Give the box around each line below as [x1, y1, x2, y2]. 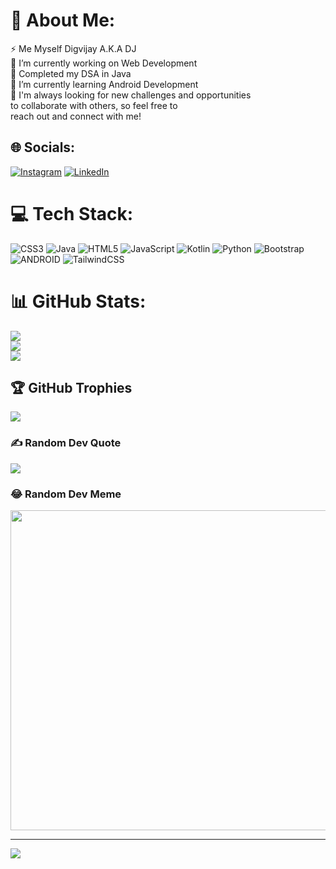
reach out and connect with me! [10, 110, 142, 122]
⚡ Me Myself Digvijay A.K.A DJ [10, 42, 137, 54]
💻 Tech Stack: [10, 202, 134, 225]
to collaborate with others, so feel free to [10, 99, 178, 111]
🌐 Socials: [10, 139, 76, 156]
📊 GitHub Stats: [10, 290, 147, 313]
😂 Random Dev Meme [10, 487, 122, 501]
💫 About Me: [10, 9, 116, 32]
